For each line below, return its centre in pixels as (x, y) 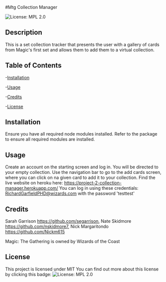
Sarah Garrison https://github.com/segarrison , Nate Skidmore (68, 221)
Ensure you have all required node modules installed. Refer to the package (81, 134)
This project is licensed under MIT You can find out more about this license (82, 269)
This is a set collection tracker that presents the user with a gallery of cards (83, 44)
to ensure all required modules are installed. (50, 140)
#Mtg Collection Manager (31, 7)
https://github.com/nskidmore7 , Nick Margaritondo (57, 227)
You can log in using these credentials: (99, 188)
